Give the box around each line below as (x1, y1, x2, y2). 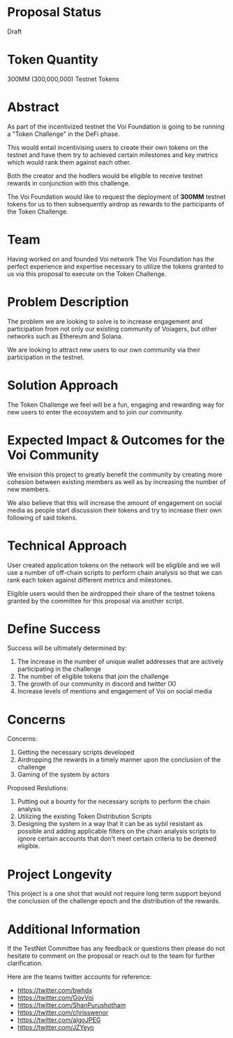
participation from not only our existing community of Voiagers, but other (7, 324, 218, 333)
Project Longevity (7, 866, 113, 882)
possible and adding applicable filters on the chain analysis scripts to (17, 827, 216, 836)
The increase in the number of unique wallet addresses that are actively (17, 657, 224, 666)
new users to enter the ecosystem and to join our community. (7, 407, 183, 416)
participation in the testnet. (7, 353, 85, 361)
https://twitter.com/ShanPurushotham (17, 1001, 126, 1009)
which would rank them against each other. (7, 158, 131, 166)
